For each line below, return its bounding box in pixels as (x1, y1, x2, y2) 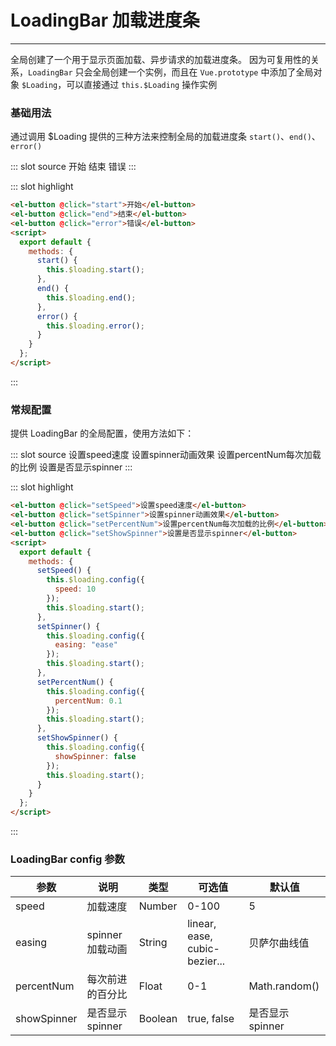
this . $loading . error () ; (46, 321, 145, 331)
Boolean (138, 1012, 178, 1026)
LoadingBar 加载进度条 (10, 9, 200, 32)
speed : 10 (54, 584, 97, 595)
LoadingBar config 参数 (10, 852, 125, 866)
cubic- (187, 942, 220, 956)
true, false (187, 1012, 235, 1026)
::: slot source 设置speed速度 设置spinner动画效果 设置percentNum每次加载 (10, 449, 322, 461)
